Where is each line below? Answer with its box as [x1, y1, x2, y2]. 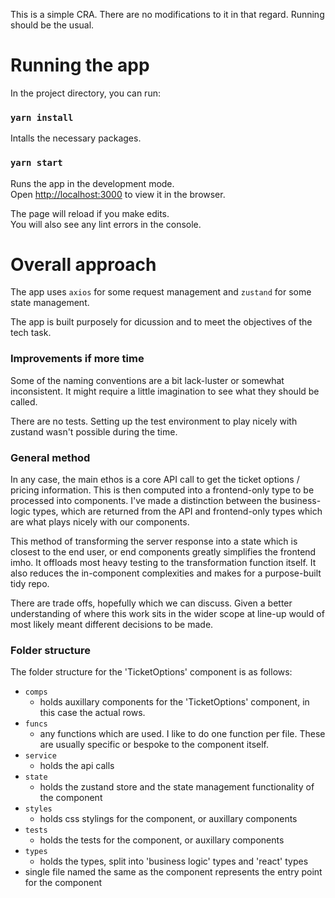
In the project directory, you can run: [10, 87, 161, 99]
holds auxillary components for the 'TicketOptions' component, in [39, 696, 310, 708]
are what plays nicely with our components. [10, 516, 190, 528]
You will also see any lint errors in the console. [10, 218, 202, 230]
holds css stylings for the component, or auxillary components [39, 813, 298, 825]
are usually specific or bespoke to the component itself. [39, 739, 270, 751]
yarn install [10, 112, 74, 123]
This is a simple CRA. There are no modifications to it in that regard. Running [10, 9, 325, 20]
